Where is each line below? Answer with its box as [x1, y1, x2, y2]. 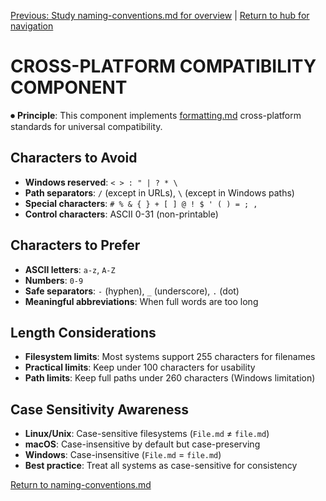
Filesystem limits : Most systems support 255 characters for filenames [24, 351, 316, 363]
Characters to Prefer [10, 237, 141, 254]
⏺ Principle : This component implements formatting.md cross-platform [10, 109, 302, 121]
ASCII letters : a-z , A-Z [24, 263, 116, 275]
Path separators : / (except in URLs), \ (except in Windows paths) [24, 186, 295, 199]
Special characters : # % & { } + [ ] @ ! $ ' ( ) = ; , [24, 197, 258, 209]
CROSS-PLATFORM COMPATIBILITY [10, 55, 317, 78]
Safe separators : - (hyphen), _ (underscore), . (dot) [24, 285, 240, 297]
